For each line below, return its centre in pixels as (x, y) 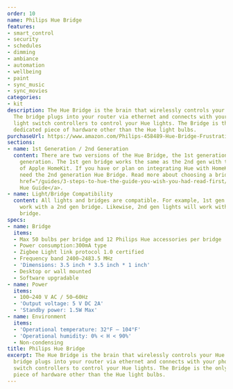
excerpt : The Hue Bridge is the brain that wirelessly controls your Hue (116, 355)
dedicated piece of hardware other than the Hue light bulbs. (105, 130)
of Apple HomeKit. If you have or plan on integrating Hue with (114, 168)
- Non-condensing (38, 343)
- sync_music (26, 85)
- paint (18, 78)
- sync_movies (28, 91)
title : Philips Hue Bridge (46, 349)
